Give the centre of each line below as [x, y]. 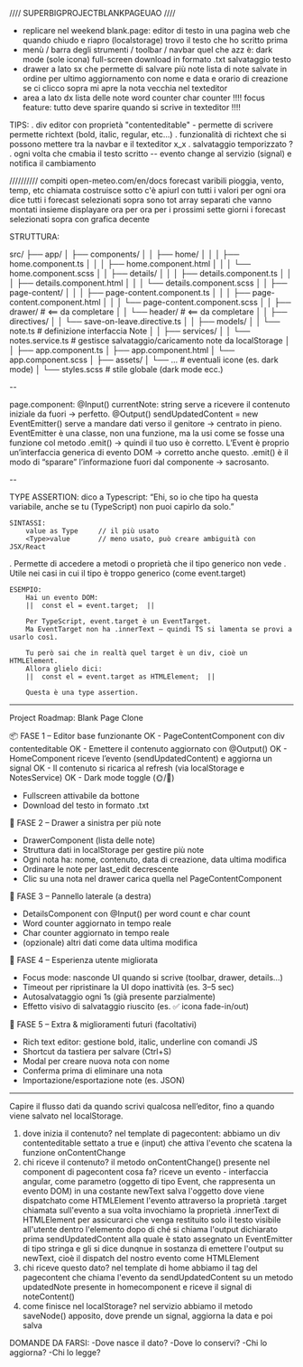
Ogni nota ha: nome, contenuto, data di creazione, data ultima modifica [154, 859]
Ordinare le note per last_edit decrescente [101, 869]
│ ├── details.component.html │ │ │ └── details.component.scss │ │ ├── [148, 283]
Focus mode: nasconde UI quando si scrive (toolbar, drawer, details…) [153, 978]
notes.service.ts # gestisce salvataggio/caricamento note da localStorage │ [150, 341]
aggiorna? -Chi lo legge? [55, 1353]
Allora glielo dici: [64, 669]
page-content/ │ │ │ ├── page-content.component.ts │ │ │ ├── [130, 292]
